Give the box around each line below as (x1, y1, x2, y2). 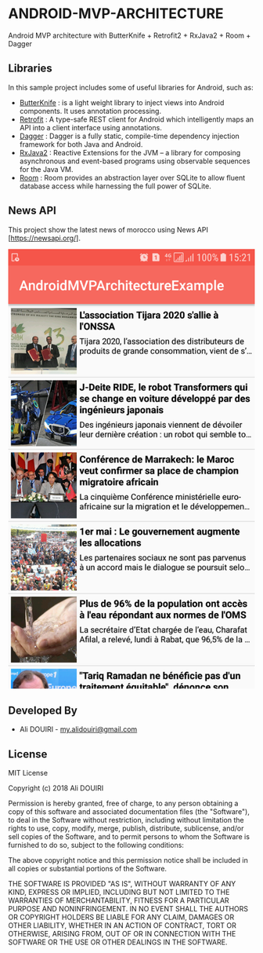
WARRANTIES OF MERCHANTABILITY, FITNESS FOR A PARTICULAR (8, 896, 229, 905)
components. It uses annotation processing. (19, 106, 162, 115)
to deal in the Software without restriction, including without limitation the (8, 816, 244, 825)
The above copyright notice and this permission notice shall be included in (8, 856, 248, 865)
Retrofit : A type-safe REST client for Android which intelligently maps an (19, 115, 254, 124)
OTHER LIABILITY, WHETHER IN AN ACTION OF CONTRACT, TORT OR (8, 921, 236, 930)
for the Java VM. (19, 164, 74, 173)
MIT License (8, 769, 49, 778)
